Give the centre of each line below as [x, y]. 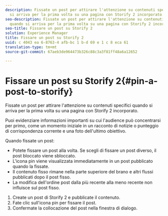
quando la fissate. [31, 166]
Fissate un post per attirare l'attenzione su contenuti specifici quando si [79, 105]
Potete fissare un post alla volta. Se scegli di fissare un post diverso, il [84, 150]
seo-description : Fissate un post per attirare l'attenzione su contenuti [85, 19]
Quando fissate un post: [30, 141]
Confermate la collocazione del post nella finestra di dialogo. [75, 208]
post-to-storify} [39, 91]
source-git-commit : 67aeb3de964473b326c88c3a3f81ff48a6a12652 [71, 52]
